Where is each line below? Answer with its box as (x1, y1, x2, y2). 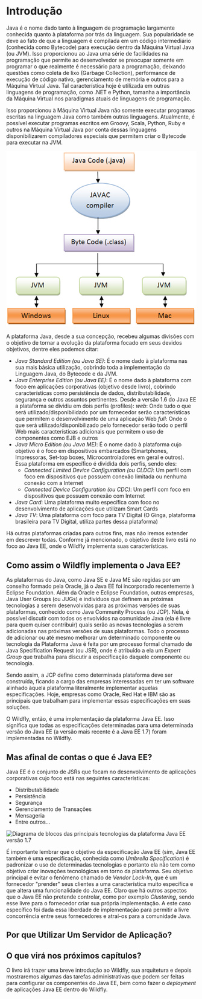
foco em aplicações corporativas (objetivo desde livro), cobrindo (14, 383, 176, 391)
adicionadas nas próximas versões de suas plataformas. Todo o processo (6, 628, 189, 635)
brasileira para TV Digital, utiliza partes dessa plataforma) (14, 518, 158, 526)
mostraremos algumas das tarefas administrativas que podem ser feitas (6, 973, 185, 980)
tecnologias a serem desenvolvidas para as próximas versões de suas (6, 602, 180, 609)
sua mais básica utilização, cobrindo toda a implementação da (14, 364, 171, 371)
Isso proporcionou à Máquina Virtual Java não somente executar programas (6, 106, 195, 114)
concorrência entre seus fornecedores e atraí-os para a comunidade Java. (6, 913, 192, 920)
